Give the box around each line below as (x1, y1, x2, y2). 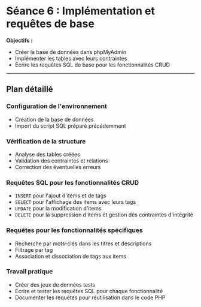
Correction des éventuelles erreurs (14, 163, 101, 170)
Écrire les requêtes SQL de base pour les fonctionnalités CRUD (14, 61, 170, 68)
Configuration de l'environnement (6, 102, 108, 110)
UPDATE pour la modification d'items (14, 205, 102, 212)
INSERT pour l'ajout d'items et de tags (14, 192, 106, 199)
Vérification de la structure (6, 137, 86, 145)
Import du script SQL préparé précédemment (14, 122, 127, 130)
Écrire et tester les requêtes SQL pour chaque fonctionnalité (14, 287, 163, 294)
